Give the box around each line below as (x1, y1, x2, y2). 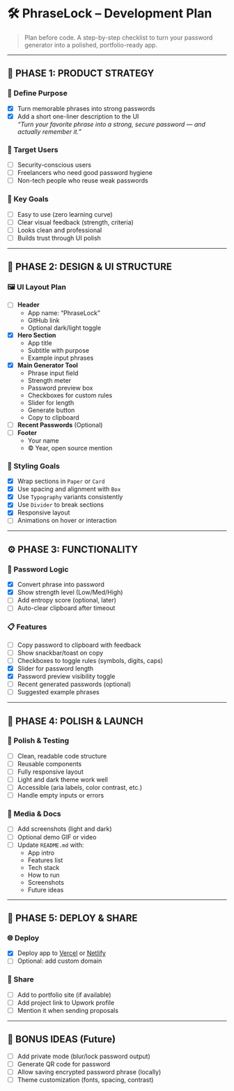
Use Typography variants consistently (17, 493, 123, 501)
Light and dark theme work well (17, 775, 108, 784)
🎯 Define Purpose (7, 89, 68, 98)
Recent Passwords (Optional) (17, 420, 103, 429)
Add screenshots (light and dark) (17, 825, 113, 833)
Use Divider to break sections (17, 501, 104, 509)
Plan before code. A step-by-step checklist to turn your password (24, 33, 213, 42)
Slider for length (27, 398, 75, 406)
